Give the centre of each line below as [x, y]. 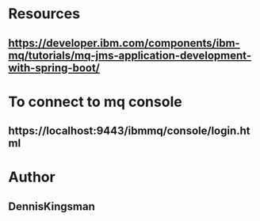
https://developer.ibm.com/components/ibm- [124, 43]
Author [32, 177]
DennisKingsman [52, 206]
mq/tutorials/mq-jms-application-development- [130, 55]
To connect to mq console [95, 102]
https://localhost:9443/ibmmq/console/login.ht [130, 131]
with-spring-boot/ [54, 68]
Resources [44, 14]
